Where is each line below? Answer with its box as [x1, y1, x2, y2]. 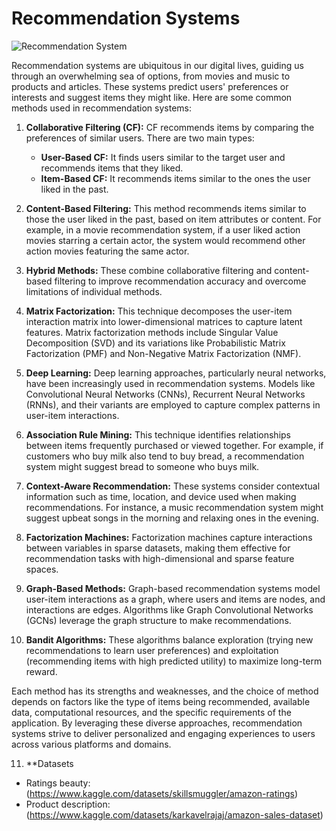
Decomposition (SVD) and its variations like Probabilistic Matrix [25, 337, 286, 349]
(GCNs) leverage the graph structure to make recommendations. [25, 614, 292, 626]
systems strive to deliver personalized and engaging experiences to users [11, 727, 316, 739]
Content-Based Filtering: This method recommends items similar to [25, 202, 307, 214]
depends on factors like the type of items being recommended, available [11, 695, 311, 707]
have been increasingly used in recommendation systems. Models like [25, 377, 316, 389]
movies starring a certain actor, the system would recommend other [25, 234, 306, 246]
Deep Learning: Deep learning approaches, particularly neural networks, [25, 367, 327, 379]
